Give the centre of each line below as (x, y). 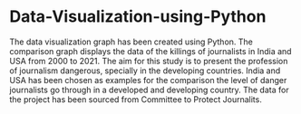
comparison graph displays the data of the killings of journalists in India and (150, 51)
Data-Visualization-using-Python (138, 17)
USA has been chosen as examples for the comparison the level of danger (148, 80)
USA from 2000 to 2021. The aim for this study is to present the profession (149, 61)
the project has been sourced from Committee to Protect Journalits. (136, 99)
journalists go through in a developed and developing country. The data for (149, 90)
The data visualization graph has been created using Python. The (131, 42)
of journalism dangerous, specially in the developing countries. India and (145, 71)
